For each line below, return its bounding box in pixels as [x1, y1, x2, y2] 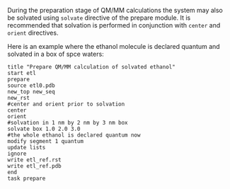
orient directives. [7, 28, 59, 37]
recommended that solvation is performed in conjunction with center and [7, 21, 221, 29]
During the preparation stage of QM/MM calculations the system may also [7, 6, 223, 14]
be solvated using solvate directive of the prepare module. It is [7, 13, 191, 22]
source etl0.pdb [7, 82, 55, 89]
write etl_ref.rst [7, 156, 62, 164]
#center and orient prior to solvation [7, 101, 125, 108]
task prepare [7, 175, 46, 182]
